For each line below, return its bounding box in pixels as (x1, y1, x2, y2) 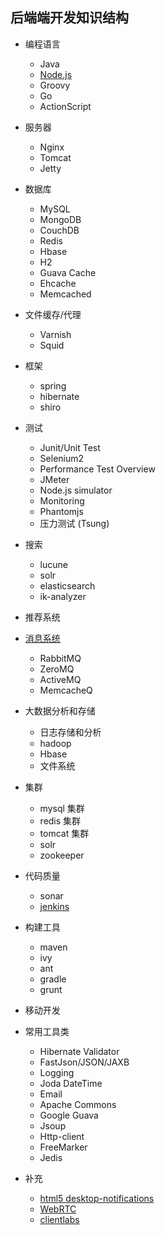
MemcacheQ (39, 684, 93, 696)
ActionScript (39, 100, 92, 112)
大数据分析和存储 (24, 704, 96, 717)
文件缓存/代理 (24, 308, 82, 320)
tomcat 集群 (39, 827, 90, 839)
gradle (39, 973, 67, 985)
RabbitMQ (39, 652, 82, 664)
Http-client (39, 1130, 85, 1142)
